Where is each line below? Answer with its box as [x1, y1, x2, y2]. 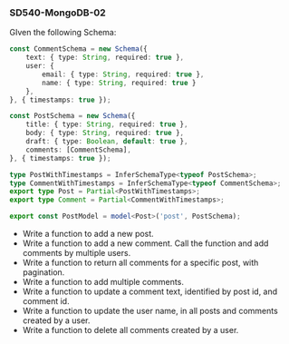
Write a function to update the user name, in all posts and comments [22, 306, 278, 317]
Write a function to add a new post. [22, 229, 154, 240]
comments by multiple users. [22, 248, 131, 259]
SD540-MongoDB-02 [9, 6, 106, 19]
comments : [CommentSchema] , [25, 145, 131, 154]
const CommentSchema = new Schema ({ [9, 44, 148, 54]
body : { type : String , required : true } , [25, 129, 184, 138]
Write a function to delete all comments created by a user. [22, 325, 239, 336]
